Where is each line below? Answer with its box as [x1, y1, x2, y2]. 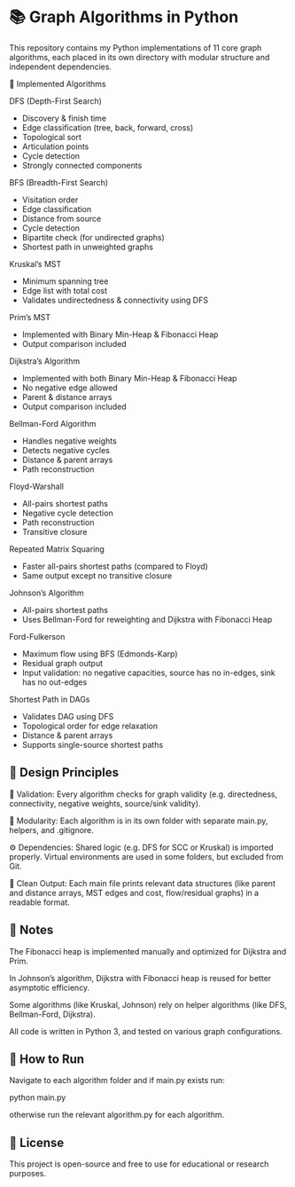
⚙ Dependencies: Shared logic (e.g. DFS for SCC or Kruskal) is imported [9, 842, 274, 853]
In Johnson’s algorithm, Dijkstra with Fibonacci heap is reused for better [9, 972, 272, 983]
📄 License [9, 1135, 65, 1150]
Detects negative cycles [21, 444, 111, 455]
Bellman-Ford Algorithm [9, 418, 97, 428]
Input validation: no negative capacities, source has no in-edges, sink [21, 667, 276, 678]
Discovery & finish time [21, 113, 107, 123]
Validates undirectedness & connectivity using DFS [21, 295, 208, 305]
